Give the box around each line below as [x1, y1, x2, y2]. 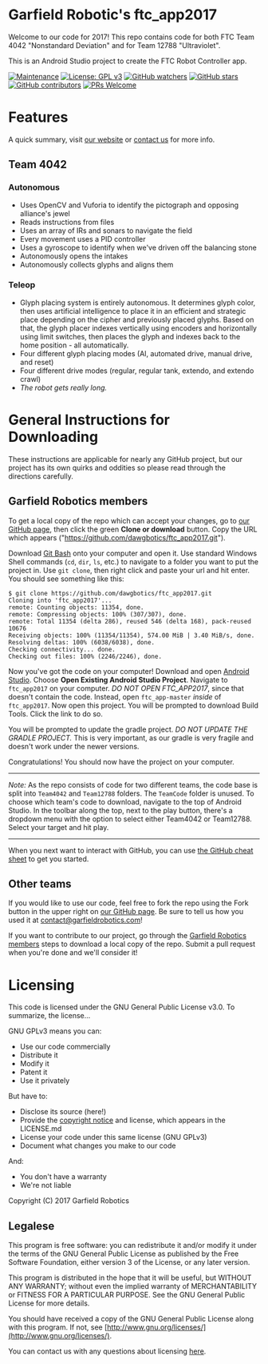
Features [8, 108, 69, 126]
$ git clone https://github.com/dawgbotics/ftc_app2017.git [8, 589, 213, 597]
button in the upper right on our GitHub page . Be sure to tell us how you [8, 907, 244, 917]
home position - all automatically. [19, 340, 129, 350]
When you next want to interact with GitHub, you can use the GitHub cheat [8, 845, 254, 855]
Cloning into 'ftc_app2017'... [8, 596, 112, 604]
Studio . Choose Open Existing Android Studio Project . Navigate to [8, 675, 229, 684]
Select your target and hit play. [8, 822, 109, 832]
